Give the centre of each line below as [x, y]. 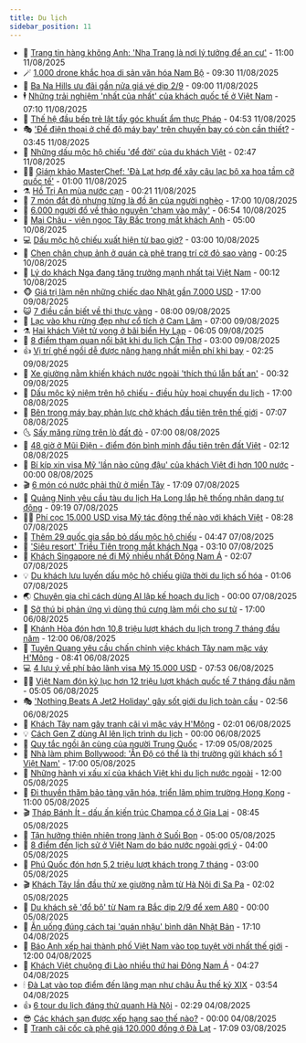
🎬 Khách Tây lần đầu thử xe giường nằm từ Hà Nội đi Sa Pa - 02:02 [148, 884]
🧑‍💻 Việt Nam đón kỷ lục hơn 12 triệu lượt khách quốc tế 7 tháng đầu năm [159, 680]
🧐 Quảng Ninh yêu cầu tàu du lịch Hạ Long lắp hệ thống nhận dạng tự [153, 498]
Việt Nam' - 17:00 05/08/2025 [79, 763]
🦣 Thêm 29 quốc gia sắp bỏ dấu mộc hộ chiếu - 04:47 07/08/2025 [148, 536]
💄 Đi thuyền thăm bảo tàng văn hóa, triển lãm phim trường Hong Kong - [157, 792]
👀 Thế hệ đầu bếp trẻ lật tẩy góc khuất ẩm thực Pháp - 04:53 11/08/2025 [159, 119]
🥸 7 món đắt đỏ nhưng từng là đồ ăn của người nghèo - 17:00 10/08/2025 [160, 200]
